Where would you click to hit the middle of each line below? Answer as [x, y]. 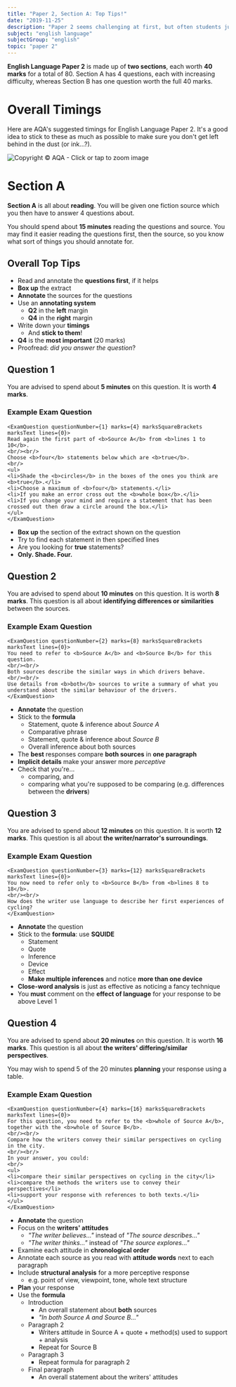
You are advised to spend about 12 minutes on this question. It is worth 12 [114, 830]
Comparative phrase [58, 732]
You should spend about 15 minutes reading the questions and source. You [116, 226]
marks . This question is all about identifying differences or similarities [111, 600]
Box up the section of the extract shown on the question [99, 532]
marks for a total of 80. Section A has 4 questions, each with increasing [111, 74]
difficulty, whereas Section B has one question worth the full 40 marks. [110, 81]
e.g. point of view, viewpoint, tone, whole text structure [107, 1280]
